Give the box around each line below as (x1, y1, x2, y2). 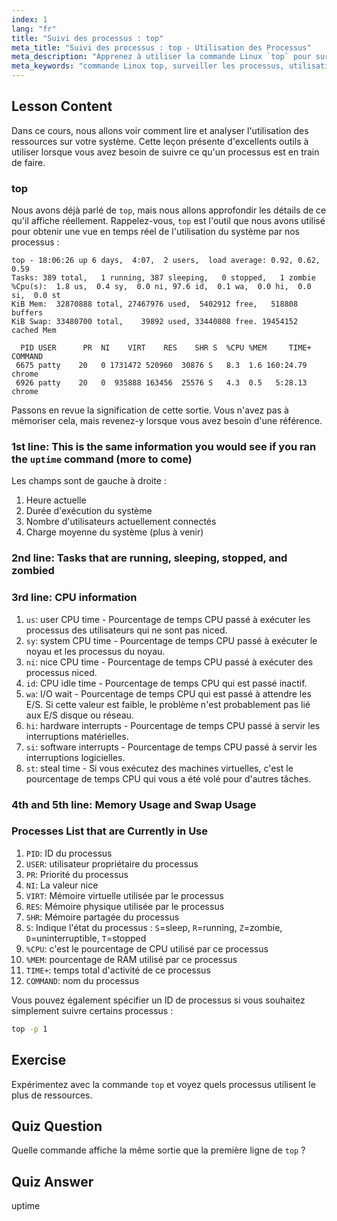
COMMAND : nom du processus (25, 974, 140, 986)
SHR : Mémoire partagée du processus (25, 911, 180, 923)
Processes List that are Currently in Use (11, 824, 209, 838)
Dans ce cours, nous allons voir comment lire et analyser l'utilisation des (11, 124, 309, 136)
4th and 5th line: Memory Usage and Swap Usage (11, 797, 257, 811)
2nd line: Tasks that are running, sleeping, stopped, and (11, 551, 288, 565)
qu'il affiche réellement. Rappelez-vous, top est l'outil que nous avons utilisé (11, 215, 326, 227)
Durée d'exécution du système (25, 505, 153, 517)
